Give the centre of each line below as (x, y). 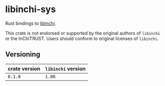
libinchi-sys (31, 9)
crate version (24, 68)
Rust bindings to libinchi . (31, 23)
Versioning (23, 54)
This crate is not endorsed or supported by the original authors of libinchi (83, 33)
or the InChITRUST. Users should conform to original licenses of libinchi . (82, 38)
